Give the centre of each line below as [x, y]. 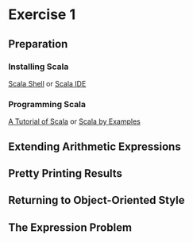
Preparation [38, 44]
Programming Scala [47, 104]
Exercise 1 [42, 15]
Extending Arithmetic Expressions [95, 146]
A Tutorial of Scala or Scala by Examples [74, 121]
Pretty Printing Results [66, 173]
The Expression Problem [70, 227]
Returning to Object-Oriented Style [96, 200]
